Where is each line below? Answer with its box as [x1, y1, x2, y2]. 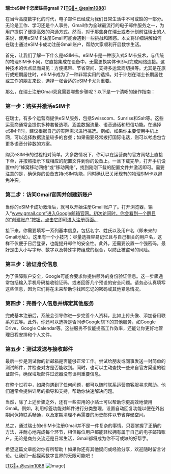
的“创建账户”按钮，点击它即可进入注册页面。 [5, 217, 99, 223]
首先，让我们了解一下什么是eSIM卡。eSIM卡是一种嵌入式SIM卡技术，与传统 [5, 52, 164, 58]
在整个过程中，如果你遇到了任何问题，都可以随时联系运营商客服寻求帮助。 [5, 382, 161, 388]
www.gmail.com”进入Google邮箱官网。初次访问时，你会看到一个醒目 [12, 210, 156, 216]
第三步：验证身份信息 [5, 260, 58, 268]
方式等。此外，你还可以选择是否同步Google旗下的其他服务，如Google [9, 319, 156, 325]
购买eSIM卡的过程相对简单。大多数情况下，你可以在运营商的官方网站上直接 [5, 152, 163, 158]
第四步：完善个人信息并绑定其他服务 [5, 300, 94, 307]
